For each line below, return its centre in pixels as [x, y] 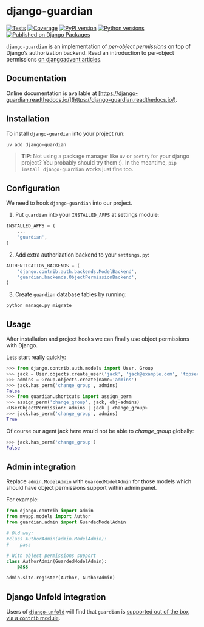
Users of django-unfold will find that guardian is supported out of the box [98, 611]
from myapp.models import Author [49, 517]
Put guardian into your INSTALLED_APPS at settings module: [87, 215]
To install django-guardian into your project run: [66, 133]
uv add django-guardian [36, 144]
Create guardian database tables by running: [71, 294]
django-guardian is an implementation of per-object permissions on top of [99, 46]
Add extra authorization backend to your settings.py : [82, 255]
